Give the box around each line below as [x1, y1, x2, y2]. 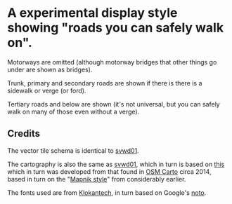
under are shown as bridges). [7, 65, 93, 74]
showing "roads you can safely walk [7, 20, 224, 36]
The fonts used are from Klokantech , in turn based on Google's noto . [7, 188, 207, 197]
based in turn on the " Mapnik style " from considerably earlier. [7, 175, 186, 183]
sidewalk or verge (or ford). [7, 86, 86, 95]
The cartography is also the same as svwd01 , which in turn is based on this [7, 160, 225, 168]
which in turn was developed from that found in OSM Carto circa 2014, [7, 167, 212, 176]
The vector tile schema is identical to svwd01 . [7, 146, 139, 155]
